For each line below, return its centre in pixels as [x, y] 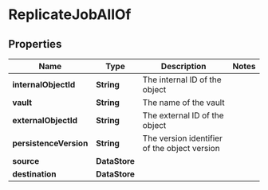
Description [183, 66]
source [26, 161]
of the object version [181, 148]
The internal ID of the [182, 79]
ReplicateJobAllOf [70, 15]
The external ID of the [183, 115]
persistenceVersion [50, 143]
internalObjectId [44, 85]
